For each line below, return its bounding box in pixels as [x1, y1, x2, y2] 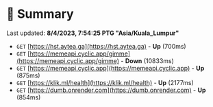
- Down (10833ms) [121, 56, 174, 64]
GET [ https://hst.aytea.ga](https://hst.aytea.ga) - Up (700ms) [16, 42, 186, 50]
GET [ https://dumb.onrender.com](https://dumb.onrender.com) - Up [16, 86, 206, 94]
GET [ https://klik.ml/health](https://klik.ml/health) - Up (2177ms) [16, 78, 195, 86]
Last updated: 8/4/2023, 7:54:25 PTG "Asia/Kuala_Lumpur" [6, 29, 179, 37]
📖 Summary [6, 6, 74, 22]
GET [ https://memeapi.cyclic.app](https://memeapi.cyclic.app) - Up [16, 64, 205, 72]
